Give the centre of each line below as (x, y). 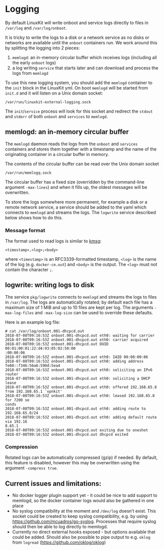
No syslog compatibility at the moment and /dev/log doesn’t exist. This (84, 511)
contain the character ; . (29, 270)
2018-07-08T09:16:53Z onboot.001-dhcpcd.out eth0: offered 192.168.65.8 (81, 387)
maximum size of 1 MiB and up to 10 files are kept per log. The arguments (79, 307)
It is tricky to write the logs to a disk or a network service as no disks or (77, 37)
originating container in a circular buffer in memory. (57, 154)
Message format (25, 230)
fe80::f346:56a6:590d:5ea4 (33, 366)
